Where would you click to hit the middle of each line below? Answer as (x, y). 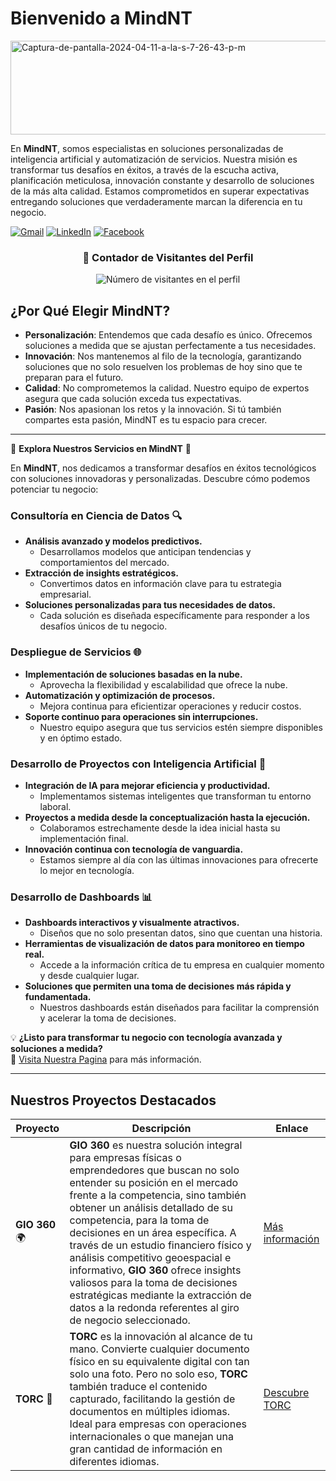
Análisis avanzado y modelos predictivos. (113, 541)
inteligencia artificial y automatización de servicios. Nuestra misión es (154, 159)
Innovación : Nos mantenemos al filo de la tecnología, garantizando (163, 356)
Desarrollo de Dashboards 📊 (81, 897)
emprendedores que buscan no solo (154, 1170)
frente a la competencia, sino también (158, 1195)
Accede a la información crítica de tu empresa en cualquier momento (182, 965)
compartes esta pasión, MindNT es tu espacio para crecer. (146, 420)
